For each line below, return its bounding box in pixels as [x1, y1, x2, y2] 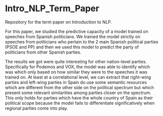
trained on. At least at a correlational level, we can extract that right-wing [5, 74, 151, 80]
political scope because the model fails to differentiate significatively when [5, 100, 155, 106]
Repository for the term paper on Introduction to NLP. [5, 19, 112, 25]
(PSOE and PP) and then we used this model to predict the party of [5, 44, 139, 50]
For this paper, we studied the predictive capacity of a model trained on [5, 28, 148, 34]
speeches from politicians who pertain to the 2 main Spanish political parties [5, 39, 159, 44]
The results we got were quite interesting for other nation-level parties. [5, 58, 147, 64]
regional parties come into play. [5, 105, 68, 111]
